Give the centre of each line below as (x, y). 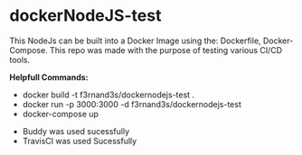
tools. (20, 59)
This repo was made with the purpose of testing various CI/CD (166, 50)
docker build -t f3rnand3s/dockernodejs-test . (109, 95)
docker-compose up (61, 114)
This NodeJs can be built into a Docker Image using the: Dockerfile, (135, 41)
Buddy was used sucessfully (76, 131)
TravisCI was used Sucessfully (80, 141)
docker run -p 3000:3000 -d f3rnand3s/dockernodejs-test (132, 104)
